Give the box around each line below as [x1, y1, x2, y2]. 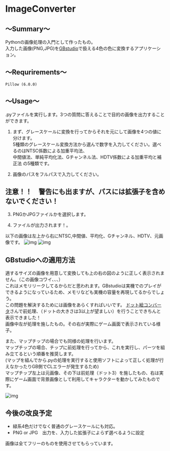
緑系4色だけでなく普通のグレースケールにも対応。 [12, 423, 118, 430]
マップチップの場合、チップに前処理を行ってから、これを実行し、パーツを [5, 344, 161, 351]
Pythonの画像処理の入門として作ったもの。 [5, 39, 96, 45]
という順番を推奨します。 [22, 351, 76, 357]
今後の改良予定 [5, 409, 52, 417]
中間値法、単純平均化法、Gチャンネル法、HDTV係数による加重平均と [12, 154, 157, 160]
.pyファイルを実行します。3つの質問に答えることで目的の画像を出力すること [5, 111, 165, 117]
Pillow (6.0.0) [5, 82, 38, 87]
